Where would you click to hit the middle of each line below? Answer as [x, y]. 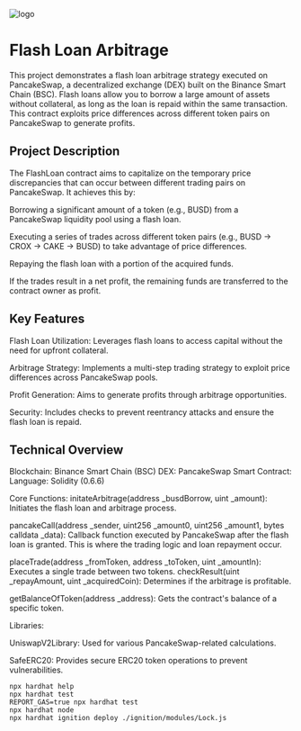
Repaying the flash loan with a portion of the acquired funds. [121, 263]
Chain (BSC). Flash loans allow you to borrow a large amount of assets [140, 94]
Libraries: [27, 626]
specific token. [37, 609]
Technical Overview [66, 450]
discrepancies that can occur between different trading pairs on [128, 182]
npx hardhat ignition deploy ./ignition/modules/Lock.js [118, 718]
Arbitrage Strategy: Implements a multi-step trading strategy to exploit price [150, 367]
